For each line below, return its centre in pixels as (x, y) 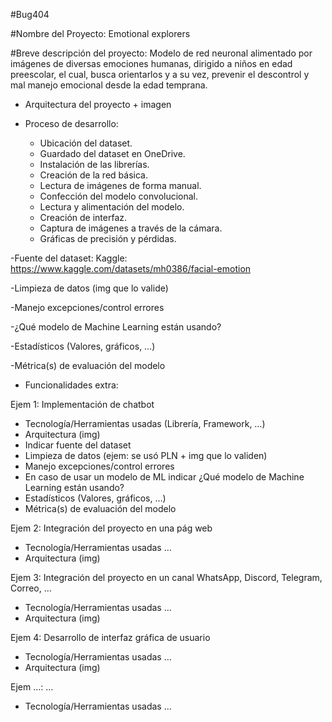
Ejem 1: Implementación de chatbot (82, 404)
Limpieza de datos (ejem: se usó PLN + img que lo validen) (146, 455)
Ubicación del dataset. (86, 143)
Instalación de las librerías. (94, 164)
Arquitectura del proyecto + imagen (98, 104)
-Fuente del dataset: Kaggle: (69, 258)
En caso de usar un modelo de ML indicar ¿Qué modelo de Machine (164, 477)
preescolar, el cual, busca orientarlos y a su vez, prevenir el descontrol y (160, 74)
